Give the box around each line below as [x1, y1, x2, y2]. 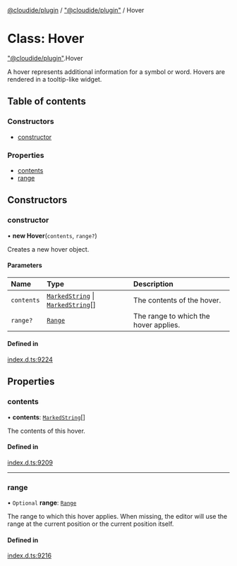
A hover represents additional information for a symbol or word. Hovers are [7, 67, 226, 76]
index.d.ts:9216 [7, 551, 51, 560]
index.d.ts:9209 [7, 458, 53, 467]
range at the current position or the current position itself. [7, 519, 174, 528]
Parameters [7, 261, 42, 270]
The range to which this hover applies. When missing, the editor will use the [7, 512, 228, 521]
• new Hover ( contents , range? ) [7, 231, 97, 240]
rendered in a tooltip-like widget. [7, 75, 102, 83]
